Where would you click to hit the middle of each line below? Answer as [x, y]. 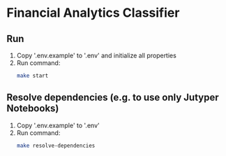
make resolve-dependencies [56, 146]
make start [32, 76]
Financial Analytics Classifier [93, 13]
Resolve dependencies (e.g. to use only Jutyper [113, 98]
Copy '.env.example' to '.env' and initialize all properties [97, 55]
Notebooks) [33, 109]
